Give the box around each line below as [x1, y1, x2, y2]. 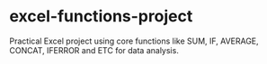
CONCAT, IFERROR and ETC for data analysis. [9, 44, 180, 55]
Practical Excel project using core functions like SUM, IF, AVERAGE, [9, 36, 259, 46]
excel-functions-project [9, 6, 193, 27]
